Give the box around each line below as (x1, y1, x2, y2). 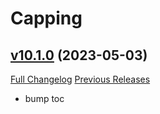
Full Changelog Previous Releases (10, 73, 151, 85)
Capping (10, 7, 83, 30)
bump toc (24, 93, 65, 104)
